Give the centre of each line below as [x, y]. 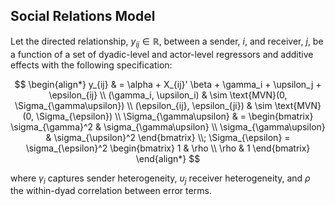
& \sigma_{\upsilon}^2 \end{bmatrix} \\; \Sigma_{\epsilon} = [168, 137]
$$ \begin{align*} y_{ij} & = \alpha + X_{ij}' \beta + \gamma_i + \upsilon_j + [168, 84]
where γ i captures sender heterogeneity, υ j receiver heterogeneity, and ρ [160, 179]
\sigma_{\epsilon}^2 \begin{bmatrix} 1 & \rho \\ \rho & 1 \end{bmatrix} [168, 148]
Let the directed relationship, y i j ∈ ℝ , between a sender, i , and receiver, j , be [167, 42]
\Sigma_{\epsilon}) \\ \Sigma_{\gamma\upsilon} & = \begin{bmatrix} [174, 116]
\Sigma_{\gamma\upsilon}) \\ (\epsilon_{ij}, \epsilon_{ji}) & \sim [143, 105]
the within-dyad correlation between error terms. [111, 191]
